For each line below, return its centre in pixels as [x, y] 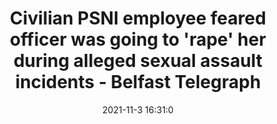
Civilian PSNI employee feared [138, 18]
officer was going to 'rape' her [138, 39]
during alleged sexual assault [138, 61]
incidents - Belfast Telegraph [138, 82]
